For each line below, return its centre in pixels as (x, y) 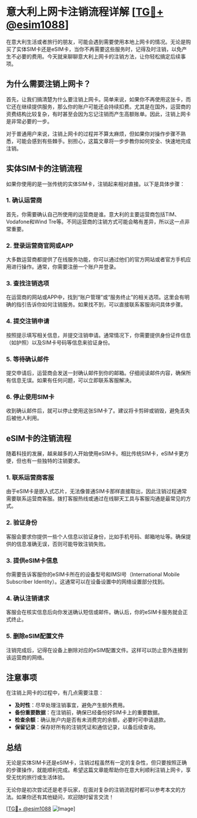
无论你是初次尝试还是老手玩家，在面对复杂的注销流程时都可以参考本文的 (93, 790)
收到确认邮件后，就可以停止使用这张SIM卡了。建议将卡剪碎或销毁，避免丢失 (98, 411)
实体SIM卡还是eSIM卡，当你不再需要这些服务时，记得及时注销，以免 (99, 49)
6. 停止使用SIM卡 (30, 397)
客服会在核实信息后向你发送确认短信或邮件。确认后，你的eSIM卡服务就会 (94, 612)
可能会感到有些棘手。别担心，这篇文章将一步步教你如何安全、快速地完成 (103, 141)
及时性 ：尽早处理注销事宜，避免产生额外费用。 (71, 705)
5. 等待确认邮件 (28, 359)
